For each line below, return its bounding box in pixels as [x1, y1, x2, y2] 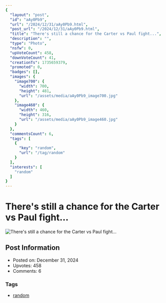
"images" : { [10, 74, 36, 79]
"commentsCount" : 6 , [10, 131, 54, 136]
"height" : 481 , [18, 88, 52, 94]
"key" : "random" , [18, 145, 56, 151]
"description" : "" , [10, 36, 52, 41]
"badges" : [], [10, 70, 40, 75]
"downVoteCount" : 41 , [10, 55, 56, 60]
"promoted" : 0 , [10, 64, 43, 70]
